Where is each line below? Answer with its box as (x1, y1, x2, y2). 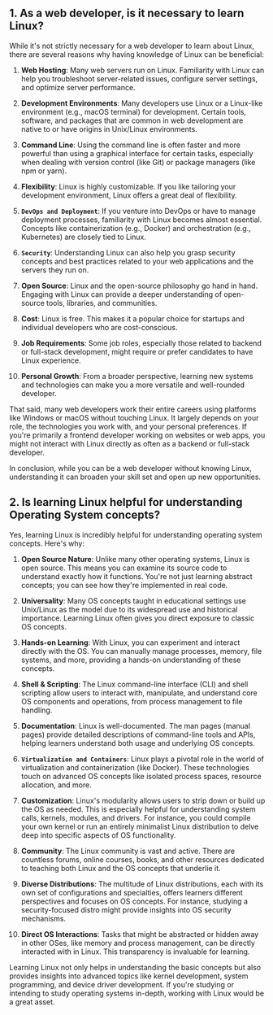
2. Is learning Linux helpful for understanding (9, 495, 243, 509)
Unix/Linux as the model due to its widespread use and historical (20, 604, 238, 614)
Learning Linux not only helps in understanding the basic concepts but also (9, 962, 262, 972)
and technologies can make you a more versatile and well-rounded (20, 380, 245, 390)
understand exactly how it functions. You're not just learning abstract (20, 571, 253, 581)
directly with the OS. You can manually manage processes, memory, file (20, 646, 262, 656)
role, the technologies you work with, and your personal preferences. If (9, 421, 247, 431)
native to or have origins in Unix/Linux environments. (20, 124, 197, 133)
